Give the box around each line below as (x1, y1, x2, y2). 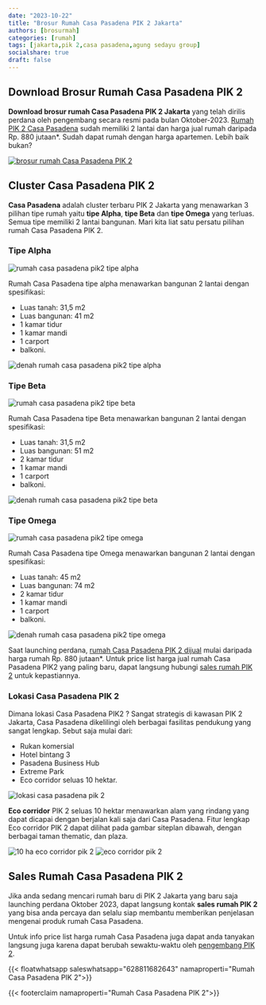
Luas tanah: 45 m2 (19, 572, 82, 582)
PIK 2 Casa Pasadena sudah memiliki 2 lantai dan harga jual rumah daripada (8, 123, 256, 133)
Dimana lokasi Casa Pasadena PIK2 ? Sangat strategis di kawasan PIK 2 (8, 709, 243, 719)
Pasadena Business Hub (19, 758, 100, 768)
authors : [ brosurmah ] (8, 26, 80, 34)
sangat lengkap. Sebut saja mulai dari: (8, 726, 133, 735)
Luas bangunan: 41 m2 (19, 311, 94, 321)
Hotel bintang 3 (19, 750, 71, 759)
